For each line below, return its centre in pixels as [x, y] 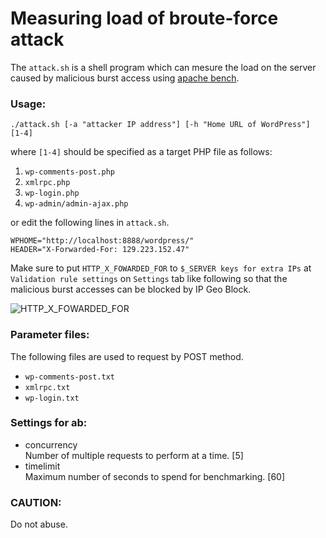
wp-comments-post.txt [69, 377]
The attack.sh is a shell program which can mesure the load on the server [163, 67]
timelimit [42, 466]
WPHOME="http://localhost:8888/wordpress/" [102, 241]
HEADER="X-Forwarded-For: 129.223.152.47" [100, 250]
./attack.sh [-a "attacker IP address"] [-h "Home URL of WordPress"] [160, 125]
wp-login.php [52, 193]
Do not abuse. [39, 524]
